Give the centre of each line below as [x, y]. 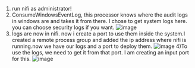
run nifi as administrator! [42, 9]
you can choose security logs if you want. [63, 27]
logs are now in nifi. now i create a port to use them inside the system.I [98, 34]
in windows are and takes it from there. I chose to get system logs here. [99, 21]
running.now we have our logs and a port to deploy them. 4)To [100, 46]
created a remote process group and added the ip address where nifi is [99, 40]
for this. [21, 59]
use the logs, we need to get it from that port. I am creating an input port [100, 52]
